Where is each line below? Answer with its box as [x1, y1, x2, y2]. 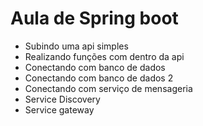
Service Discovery [24, 93, 101, 105]
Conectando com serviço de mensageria [24, 82, 193, 94]
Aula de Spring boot [10, 7, 179, 30]
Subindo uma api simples [24, 40, 129, 52]
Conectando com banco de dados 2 [24, 72, 174, 84]
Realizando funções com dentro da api [24, 50, 185, 62]
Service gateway [24, 103, 95, 116]
